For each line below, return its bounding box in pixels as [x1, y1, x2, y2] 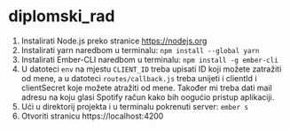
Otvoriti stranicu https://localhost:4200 [20, 111, 164, 121]
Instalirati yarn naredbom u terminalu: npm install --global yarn [20, 44, 260, 55]
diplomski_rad [8, 6, 115, 27]
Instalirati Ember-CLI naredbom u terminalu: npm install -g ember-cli [20, 54, 278, 65]
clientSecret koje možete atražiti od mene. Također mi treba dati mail [20, 82, 272, 93]
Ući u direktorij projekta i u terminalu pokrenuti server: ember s [20, 101, 249, 111]
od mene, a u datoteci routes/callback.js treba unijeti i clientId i [20, 73, 258, 83]
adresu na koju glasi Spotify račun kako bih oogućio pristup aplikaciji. [20, 91, 275, 103]
